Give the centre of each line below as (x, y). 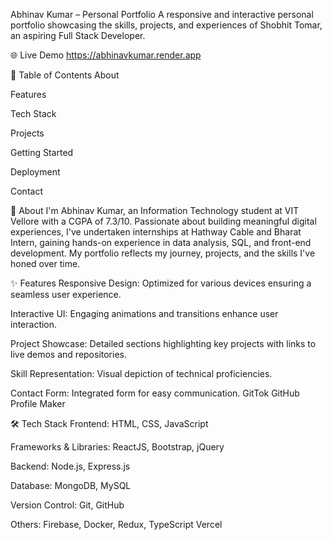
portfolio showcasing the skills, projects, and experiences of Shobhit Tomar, (166, 25)
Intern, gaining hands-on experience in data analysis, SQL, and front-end (161, 242)
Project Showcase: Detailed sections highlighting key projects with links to (163, 343)
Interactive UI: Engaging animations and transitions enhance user (144, 313)
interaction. (34, 324)
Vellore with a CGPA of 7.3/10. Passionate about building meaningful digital (163, 221)
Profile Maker (38, 403)
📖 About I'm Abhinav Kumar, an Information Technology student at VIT (155, 210)
